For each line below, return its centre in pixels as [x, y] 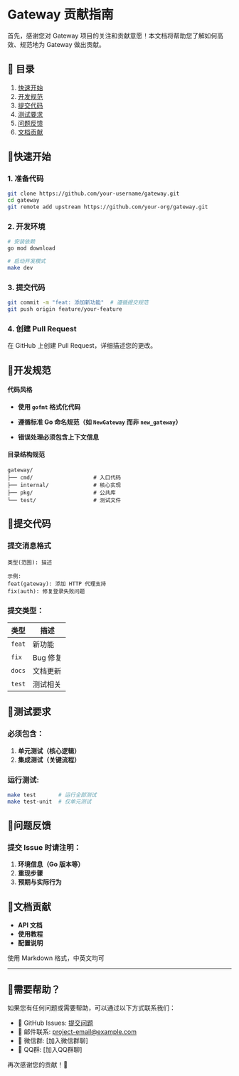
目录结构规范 [26, 454]
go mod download [31, 249]
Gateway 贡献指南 [60, 15]
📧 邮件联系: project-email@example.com [77, 1032]
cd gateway [23, 201]
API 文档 [30, 925]
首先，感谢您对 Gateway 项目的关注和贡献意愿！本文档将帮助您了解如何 [112, 36]
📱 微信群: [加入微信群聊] [53, 1041]
